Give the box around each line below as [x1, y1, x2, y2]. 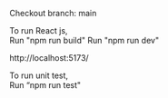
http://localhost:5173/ [9, 53, 89, 63]
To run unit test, [9, 70, 69, 81]
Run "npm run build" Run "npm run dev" [9, 35, 160, 45]
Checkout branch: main [9, 8, 97, 18]
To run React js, [9, 25, 68, 35]
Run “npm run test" [9, 80, 82, 90]
